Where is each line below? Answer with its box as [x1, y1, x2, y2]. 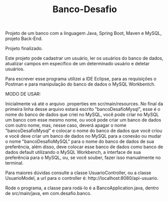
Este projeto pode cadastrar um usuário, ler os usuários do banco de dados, [5, 55, 163, 61]
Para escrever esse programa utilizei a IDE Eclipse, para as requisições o [5, 75, 156, 82]
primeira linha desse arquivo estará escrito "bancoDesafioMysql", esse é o [5, 106, 160, 112]
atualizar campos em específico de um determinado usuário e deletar [5, 60, 150, 66]
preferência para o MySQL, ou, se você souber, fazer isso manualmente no [5, 154, 161, 160]
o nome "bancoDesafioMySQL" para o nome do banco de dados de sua [5, 138, 154, 144]
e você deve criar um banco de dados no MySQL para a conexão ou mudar [5, 133, 161, 139]
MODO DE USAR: [5, 91, 41, 97]
